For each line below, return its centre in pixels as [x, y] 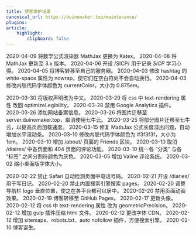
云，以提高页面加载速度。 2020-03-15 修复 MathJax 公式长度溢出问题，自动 [98, 127]
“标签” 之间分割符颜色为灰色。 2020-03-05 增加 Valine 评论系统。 [86, 156]
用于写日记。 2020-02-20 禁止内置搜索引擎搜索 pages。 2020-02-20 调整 [96, 183]
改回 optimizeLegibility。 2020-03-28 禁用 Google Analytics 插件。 [93, 105]
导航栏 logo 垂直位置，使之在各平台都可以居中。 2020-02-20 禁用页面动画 [96, 191]
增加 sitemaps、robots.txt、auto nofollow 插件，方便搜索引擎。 [89, 220]
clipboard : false [48, 39]
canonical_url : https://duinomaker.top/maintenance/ [72, 17]
